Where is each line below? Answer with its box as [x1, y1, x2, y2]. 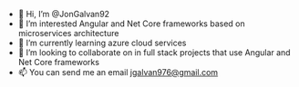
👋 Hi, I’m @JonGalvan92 [17, 9, 110, 19]
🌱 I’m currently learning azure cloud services [17, 37, 187, 48]
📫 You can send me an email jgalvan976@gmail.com [17, 67, 219, 77]
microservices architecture [17, 28, 119, 38]
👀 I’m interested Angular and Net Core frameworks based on [17, 18, 245, 29]
